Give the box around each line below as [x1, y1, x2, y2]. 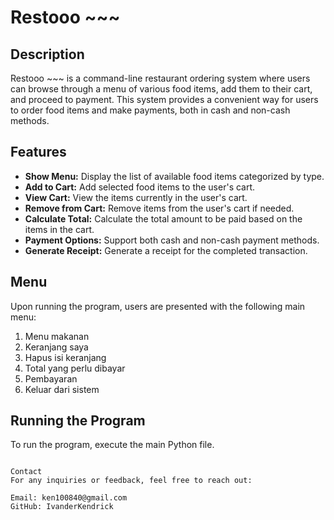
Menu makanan [24, 330, 90, 342]
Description [10, 46, 85, 63]
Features [10, 144, 67, 161]
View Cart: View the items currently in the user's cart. [24, 191, 248, 203]
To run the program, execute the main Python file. [10, 439, 215, 451]
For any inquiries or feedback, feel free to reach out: [10, 476, 253, 486]
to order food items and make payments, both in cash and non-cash [10, 104, 291, 116]
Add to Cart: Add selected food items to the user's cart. [24, 181, 256, 193]
